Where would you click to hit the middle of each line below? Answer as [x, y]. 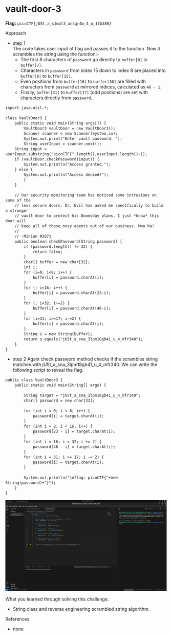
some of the [18, 200]
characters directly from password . [56, 98]
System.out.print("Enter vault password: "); [73, 139]
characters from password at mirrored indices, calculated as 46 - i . [91, 87]
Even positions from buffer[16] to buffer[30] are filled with [83, 81]
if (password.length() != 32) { [58, 247]
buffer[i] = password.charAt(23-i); [72, 293]
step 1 [19, 43]
